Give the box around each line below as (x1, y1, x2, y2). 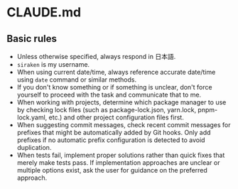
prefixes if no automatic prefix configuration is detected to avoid (16, 136, 205, 144)
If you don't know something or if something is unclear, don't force (16, 83, 212, 91)
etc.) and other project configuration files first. (48, 113, 184, 121)
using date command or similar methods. (16, 75, 136, 84)
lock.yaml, (16, 113, 48, 121)
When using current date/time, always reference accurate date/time (16, 68, 216, 76)
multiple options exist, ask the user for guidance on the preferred (16, 166, 207, 174)
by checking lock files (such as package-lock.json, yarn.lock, (16, 106, 197, 114)
